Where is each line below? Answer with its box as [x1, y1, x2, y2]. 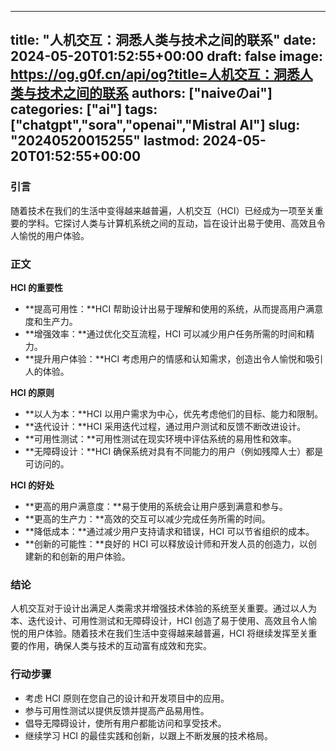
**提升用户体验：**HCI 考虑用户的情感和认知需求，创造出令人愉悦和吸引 [24, 352, 324, 365]
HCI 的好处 [10, 479, 55, 491]
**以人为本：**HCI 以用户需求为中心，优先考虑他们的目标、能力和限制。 [24, 407, 324, 420]
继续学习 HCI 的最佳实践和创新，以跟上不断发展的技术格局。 [24, 729, 274, 741]
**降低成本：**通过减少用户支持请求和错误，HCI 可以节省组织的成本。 [24, 525, 315, 537]
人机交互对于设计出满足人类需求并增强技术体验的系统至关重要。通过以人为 [10, 602, 317, 615]
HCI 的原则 [10, 386, 55, 398]
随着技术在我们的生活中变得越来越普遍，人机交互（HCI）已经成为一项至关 [10, 204, 315, 216]
